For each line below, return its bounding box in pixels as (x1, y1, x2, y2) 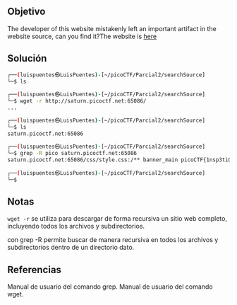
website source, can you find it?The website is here (7, 32, 157, 40)
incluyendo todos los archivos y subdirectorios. (7, 222, 145, 231)
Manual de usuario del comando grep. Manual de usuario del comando (7, 282, 213, 291)
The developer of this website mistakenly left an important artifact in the (7, 24, 217, 33)
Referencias (7, 263, 62, 275)
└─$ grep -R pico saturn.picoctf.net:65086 (7, 150, 138, 157)
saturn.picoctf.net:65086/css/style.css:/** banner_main (7, 156, 178, 163)
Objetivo (7, 6, 46, 18)
